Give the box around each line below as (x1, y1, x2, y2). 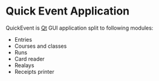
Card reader (14, 55, 45, 62)
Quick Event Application (5, 4, 130, 18)
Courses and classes (14, 42, 67, 50)
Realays (14, 62, 34, 69)
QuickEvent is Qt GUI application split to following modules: (5, 24, 154, 31)
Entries (14, 36, 33, 43)
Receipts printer (14, 68, 55, 75)
